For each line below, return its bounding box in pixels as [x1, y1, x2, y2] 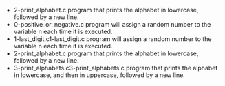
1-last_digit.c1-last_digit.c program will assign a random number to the [13, 35, 212, 43]
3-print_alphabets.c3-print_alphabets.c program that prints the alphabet [13, 64, 218, 72]
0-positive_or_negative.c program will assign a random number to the [13, 20, 211, 28]
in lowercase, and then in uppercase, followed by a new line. [13, 71, 186, 79]
